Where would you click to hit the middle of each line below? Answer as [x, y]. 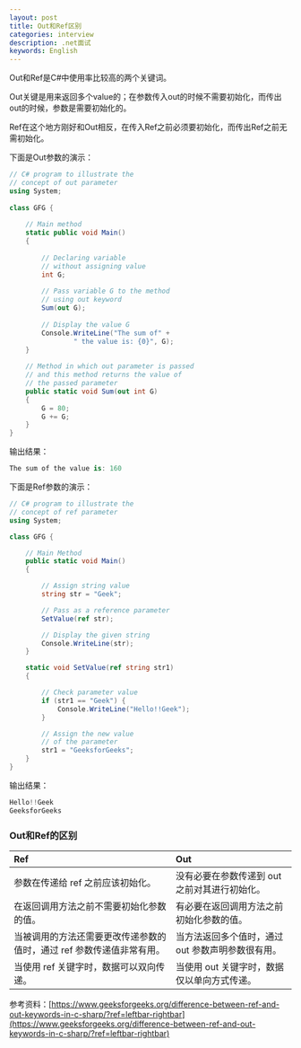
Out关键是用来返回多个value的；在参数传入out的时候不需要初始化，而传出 [146, 97]
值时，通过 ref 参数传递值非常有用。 [90, 950]
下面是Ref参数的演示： [51, 487]
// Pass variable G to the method [106, 291]
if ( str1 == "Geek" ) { [84, 700]
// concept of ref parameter [64, 512]
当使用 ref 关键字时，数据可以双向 [85, 966]
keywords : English [43, 51]
